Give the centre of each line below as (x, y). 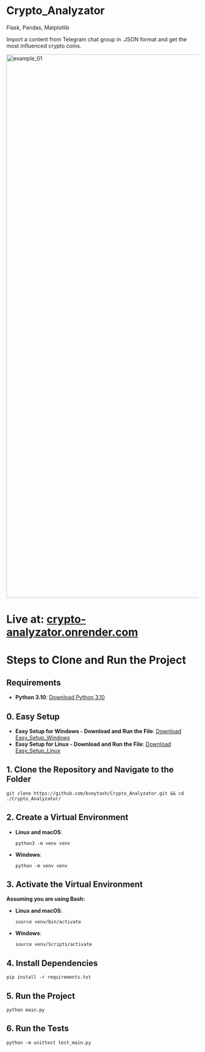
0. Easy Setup (33, 716)
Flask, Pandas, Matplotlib (38, 27)
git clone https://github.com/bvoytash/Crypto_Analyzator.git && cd (95, 793)
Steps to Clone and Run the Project (96, 660)
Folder (19, 779)
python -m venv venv (41, 866)
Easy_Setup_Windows (42, 737)
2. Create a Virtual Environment (67, 818)
